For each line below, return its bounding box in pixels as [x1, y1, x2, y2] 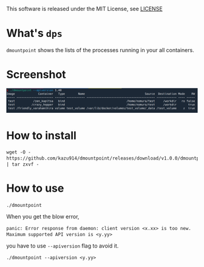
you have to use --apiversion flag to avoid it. [6, 242, 119, 249]
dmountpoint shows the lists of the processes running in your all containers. [6, 46, 194, 53]
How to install [6, 129, 77, 142]
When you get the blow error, [6, 213, 80, 220]
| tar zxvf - [6, 161, 39, 167]
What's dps [6, 27, 63, 40]
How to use [6, 181, 64, 195]
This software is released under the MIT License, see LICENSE [6, 5, 163, 12]
